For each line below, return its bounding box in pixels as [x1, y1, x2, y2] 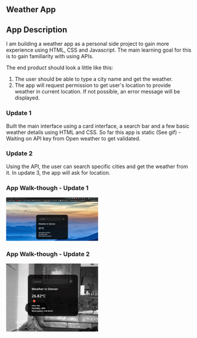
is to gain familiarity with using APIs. [6, 53, 94, 60]
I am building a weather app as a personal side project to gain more [6, 41, 169, 48]
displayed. [14, 94, 40, 102]
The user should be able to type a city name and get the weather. [14, 76, 173, 83]
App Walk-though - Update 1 [6, 183, 89, 192]
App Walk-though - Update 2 [6, 250, 90, 258]
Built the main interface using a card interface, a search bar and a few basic [6, 122, 190, 129]
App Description [6, 25, 68, 35]
